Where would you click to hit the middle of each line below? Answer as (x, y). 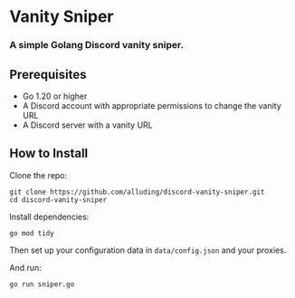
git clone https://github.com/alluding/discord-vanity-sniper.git (137, 192)
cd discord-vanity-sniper (58, 200)
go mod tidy (32, 233)
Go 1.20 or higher (55, 96)
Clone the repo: (38, 175)
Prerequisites (48, 74)
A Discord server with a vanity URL (87, 125)
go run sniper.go (42, 284)
